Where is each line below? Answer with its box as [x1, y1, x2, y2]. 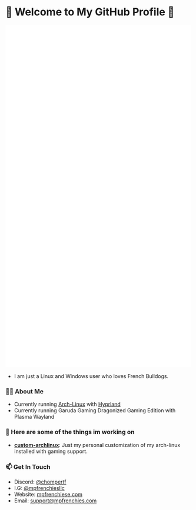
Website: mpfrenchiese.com [14, 491, 83, 498]
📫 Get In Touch [5, 462, 51, 471]
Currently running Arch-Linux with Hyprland [14, 400, 121, 408]
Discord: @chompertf [14, 478, 67, 485]
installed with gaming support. [14, 448, 88, 455]
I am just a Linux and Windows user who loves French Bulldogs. [14, 373, 169, 380]
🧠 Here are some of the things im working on [5, 428, 135, 436]
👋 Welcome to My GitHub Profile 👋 [5, 5, 175, 19]
